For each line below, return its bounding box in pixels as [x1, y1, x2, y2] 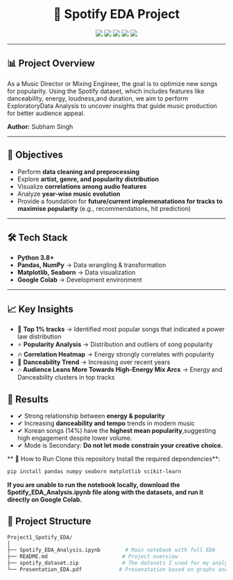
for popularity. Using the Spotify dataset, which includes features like [7, 87, 205, 95]
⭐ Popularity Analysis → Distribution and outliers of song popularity [17, 340, 213, 349]
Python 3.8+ [17, 253, 54, 262]
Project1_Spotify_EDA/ [7, 534, 73, 540]
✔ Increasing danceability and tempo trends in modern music [17, 419, 196, 427]
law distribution [17, 332, 62, 341]
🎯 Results [7, 393, 49, 405]
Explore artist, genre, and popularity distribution [17, 175, 159, 183]
